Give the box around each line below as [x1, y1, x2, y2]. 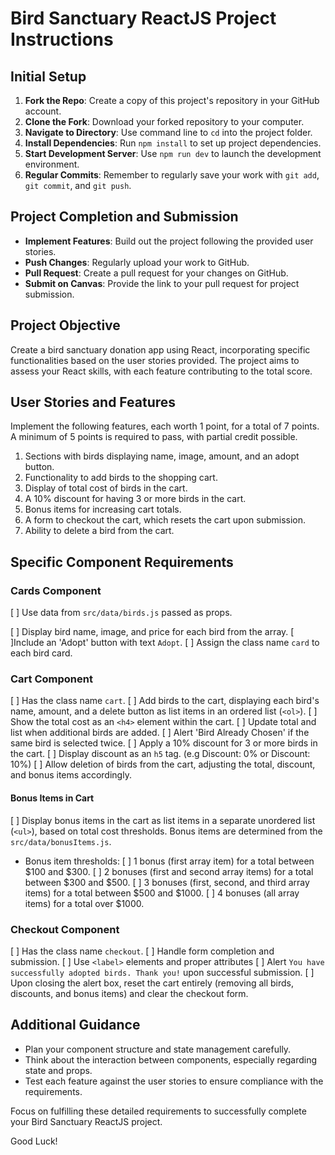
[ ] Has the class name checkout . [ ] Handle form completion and [10, 945, 275, 957]
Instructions [10, 28, 114, 51]
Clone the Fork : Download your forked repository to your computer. [24, 116, 305, 127]
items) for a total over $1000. [24, 897, 145, 909]
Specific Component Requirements [10, 553, 234, 571]
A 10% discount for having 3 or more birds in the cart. [24, 493, 247, 505]
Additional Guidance [10, 1017, 141, 1034]
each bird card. [10, 647, 73, 659]
